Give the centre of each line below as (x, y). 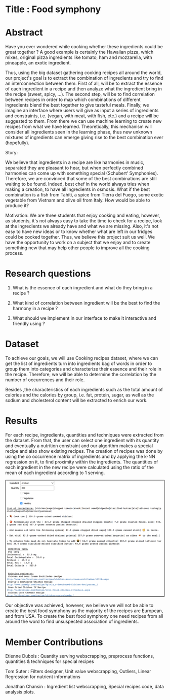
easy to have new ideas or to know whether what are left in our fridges (79, 231)
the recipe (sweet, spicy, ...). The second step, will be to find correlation (80, 94)
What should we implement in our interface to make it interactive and (84, 318)
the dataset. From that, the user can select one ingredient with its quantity (82, 440)
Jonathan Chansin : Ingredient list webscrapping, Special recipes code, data (85, 687)
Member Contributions (54, 642)
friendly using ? (29, 324)
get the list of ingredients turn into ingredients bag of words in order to (79, 363)
